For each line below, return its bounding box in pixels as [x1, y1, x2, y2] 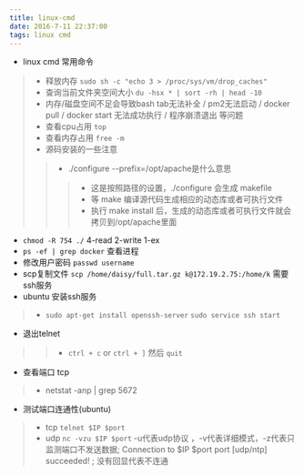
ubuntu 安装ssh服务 [22, 291, 97, 302]
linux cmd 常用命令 [22, 56, 94, 67]
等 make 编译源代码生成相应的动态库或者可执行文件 [90, 194, 284, 205]
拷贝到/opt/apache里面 [90, 217, 177, 227]
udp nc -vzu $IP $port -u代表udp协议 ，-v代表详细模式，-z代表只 [45, 433, 296, 444]
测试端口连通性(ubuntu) [22, 404, 112, 415]
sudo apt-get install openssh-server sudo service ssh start [45, 311, 280, 320]
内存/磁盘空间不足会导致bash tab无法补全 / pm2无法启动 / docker [45, 98, 290, 109]
